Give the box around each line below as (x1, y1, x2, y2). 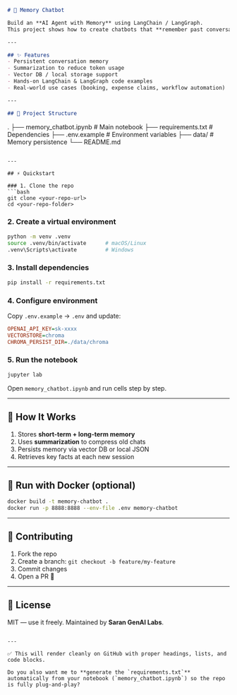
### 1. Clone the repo (7, 182, 74, 189)
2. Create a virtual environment (7, 217, 116, 227)
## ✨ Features (7, 52, 50, 59)
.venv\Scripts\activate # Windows (7, 246, 134, 254)
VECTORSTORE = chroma (7, 332, 65, 339)
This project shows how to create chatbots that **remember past (7, 25, 203, 33)
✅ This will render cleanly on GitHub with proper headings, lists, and (7, 650, 227, 657)
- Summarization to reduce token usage (7, 64, 125, 72)
